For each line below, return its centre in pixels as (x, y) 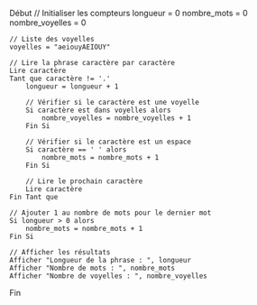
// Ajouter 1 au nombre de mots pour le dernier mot (110, 213)
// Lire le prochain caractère (84, 181)
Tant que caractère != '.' (60, 79)
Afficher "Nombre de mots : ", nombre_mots (92, 268)
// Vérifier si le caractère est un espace (109, 142)
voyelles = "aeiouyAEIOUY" (60, 47)
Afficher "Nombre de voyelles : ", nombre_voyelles (108, 276)
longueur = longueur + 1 (72, 87)
